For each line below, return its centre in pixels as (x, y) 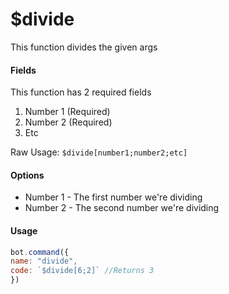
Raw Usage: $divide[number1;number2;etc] (99, 152)
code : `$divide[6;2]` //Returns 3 (82, 271)
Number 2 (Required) (68, 122)
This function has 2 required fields (81, 92)
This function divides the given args (84, 47)
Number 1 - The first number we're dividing (113, 197)
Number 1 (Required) (67, 112)
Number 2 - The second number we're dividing (122, 208)
